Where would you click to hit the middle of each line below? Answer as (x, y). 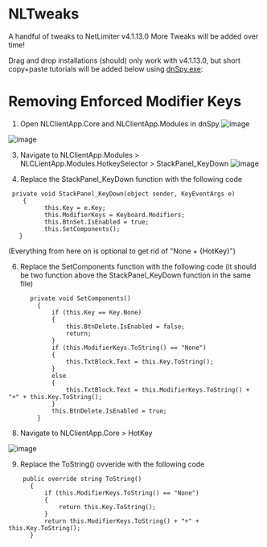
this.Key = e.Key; (75, 208)
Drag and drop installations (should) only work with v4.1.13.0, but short (125, 60)
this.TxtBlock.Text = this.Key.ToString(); (140, 362)
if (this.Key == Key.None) (97, 312)
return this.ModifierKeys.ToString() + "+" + (121, 521)
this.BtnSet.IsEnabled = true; (97, 222)
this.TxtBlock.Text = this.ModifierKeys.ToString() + (158, 390)
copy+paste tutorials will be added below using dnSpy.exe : (106, 68)
